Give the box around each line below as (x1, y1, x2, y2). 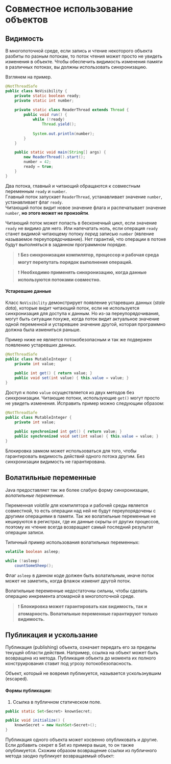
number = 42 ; (23, 159, 52, 165)
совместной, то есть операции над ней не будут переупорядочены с (5, 507, 156, 514)
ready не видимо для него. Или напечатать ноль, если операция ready (5, 225, 158, 231)
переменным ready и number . (5, 188, 67, 194)
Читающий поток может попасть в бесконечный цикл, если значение (5, 220, 157, 226)
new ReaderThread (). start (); (23, 155, 86, 160)
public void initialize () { (5, 718, 65, 723)
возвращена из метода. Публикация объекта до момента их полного (5, 655, 156, 661)
